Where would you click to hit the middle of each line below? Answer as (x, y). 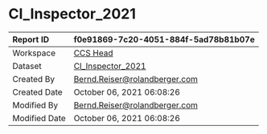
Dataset (27, 66)
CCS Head (93, 53)
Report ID (31, 39)
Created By (33, 79)
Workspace (34, 53)
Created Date (37, 91)
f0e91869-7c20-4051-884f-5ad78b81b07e (164, 39)
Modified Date (39, 118)
